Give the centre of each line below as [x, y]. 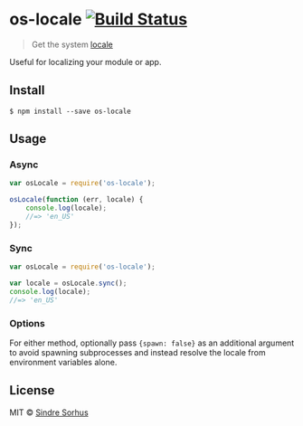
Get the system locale [72, 44]
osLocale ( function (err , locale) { [76, 200]
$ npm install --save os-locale [70, 111]
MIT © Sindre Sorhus [49, 412]
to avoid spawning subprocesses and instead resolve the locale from [137, 352]
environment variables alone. [63, 362]
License [32, 390]
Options [27, 323]
